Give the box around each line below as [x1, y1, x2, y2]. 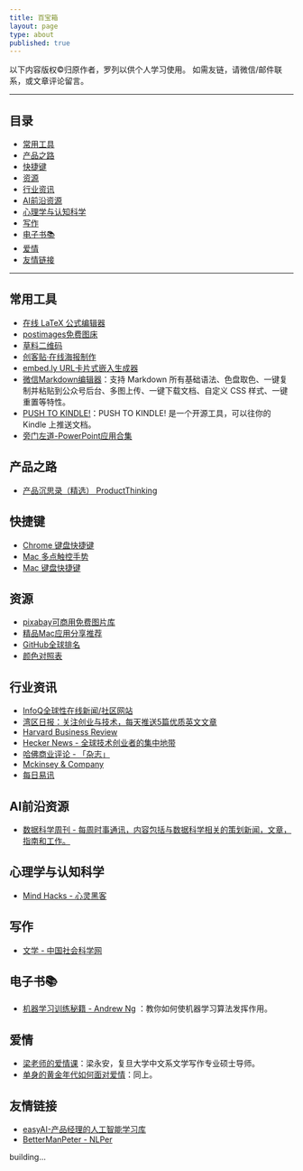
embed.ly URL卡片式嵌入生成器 [22, 362, 139, 373]
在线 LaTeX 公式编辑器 [22, 317, 106, 328]
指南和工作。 [22, 835, 70, 846]
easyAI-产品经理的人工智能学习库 [22, 1124, 147, 1134]
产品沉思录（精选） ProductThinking [22, 485, 158, 496]
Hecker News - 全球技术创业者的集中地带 [22, 738, 176, 748]
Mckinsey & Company [22, 759, 105, 770]
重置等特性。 [22, 396, 70, 407]
